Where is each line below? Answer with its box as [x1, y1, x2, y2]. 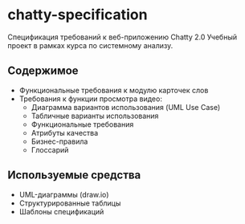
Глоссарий [31, 145, 69, 154]
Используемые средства [7, 169, 141, 182]
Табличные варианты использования [31, 111, 159, 120]
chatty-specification [7, 6, 148, 24]
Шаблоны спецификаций [18, 206, 104, 216]
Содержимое [7, 64, 79, 78]
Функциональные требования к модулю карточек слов [18, 85, 209, 95]
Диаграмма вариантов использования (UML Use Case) [31, 102, 221, 112]
